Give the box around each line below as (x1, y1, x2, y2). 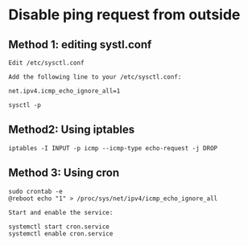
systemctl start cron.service (8, 223, 110, 231)
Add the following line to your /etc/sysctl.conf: (8, 73, 182, 81)
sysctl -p (8, 101, 42, 109)
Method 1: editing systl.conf (8, 38, 152, 51)
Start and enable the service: (8, 208, 114, 216)
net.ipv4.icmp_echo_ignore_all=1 (8, 87, 121, 95)
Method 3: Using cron (8, 166, 120, 180)
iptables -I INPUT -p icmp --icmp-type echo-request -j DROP (8, 144, 218, 152)
